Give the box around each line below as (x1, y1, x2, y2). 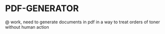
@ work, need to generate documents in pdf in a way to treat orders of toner (5, 19, 160, 25)
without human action (5, 24, 49, 30)
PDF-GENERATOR (5, 3, 79, 14)
